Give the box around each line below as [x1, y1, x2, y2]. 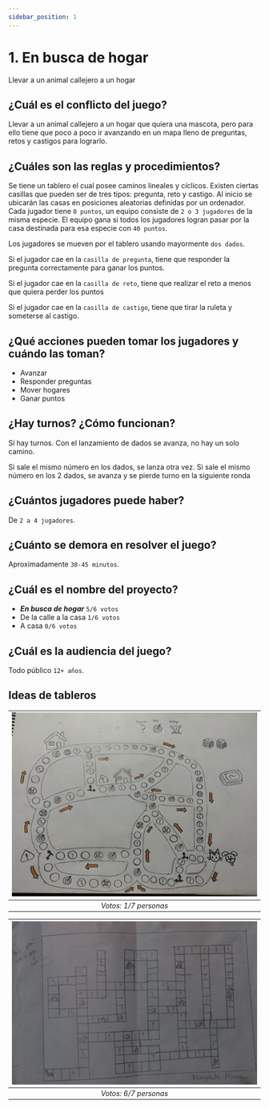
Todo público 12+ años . [8, 666, 85, 675]
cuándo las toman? [8, 347, 106, 361]
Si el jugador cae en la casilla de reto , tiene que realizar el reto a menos [8, 279, 252, 288]
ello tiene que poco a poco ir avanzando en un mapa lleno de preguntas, [8, 128, 247, 138]
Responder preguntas [19, 377, 92, 386]
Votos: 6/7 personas [100, 1088, 169, 1098]
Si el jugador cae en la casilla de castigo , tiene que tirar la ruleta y [8, 303, 232, 312]
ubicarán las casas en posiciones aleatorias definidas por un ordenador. [8, 198, 246, 207]
